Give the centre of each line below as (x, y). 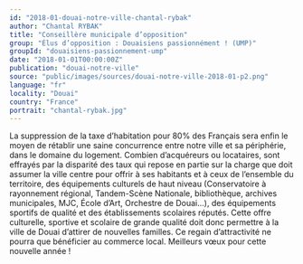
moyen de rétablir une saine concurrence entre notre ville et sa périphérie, (148, 146)
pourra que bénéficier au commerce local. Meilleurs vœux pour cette (138, 241)
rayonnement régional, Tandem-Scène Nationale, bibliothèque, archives (143, 193)
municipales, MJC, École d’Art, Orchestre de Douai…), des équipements (143, 203)
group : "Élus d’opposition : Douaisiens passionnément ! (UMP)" (133, 43)
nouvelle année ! (40, 251)
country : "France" (44, 102)
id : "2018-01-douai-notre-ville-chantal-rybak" (101, 18)
